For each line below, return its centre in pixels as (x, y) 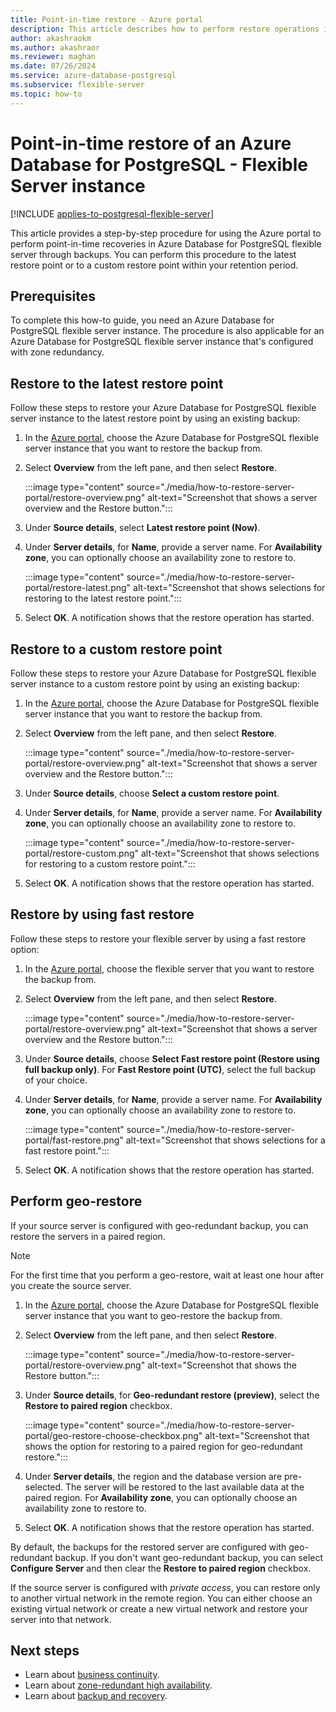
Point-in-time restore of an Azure (151, 143)
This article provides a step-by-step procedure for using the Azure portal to (166, 233)
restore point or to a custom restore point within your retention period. (154, 265)
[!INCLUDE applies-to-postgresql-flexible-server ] (112, 213)
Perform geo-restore (76, 1201)
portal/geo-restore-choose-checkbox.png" (113, 1435)
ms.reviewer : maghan (53, 57)
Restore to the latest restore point (117, 383)
